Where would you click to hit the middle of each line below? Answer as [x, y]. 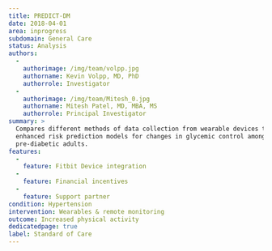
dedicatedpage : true [43, 227]
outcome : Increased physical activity [74, 219]
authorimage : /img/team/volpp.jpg [81, 69]
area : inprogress [38, 31]
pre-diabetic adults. [52, 144]
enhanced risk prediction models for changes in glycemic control [130, 136]
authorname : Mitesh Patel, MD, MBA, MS [90, 106]
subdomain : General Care [50, 38]
